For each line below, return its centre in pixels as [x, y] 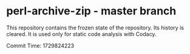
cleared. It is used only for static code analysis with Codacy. [81, 34]
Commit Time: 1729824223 [40, 46]
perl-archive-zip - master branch [91, 11]
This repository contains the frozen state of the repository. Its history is [95, 28]
